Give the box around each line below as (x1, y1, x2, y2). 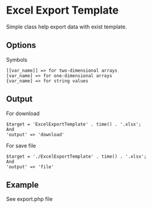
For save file (6, 142, 37, 149)
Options (6, 40, 37, 50)
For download (6, 110, 40, 117)
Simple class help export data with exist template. (6, 23, 127, 30)
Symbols (6, 56, 28, 63)
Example (6, 180, 39, 190)
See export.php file (6, 196, 53, 203)
